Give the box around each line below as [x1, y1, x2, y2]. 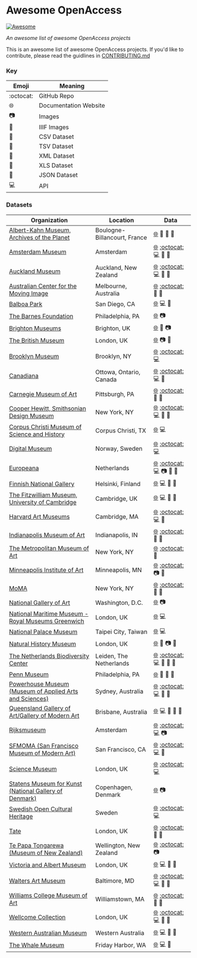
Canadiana [9, 372, 39, 380]
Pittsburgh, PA [95, 390, 135, 398]
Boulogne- [95, 226, 126, 234]
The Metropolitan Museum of [9, 544, 89, 552]
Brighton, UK [95, 324, 131, 332]
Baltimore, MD [95, 877, 135, 885]
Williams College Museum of [9, 891, 88, 899]
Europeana [9, 464, 39, 473]
